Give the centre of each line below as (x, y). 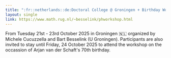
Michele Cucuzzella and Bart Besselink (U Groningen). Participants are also (84, 39)
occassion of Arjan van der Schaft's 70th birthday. (58, 50)
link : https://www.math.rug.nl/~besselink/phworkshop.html (69, 19)
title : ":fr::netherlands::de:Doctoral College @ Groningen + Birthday (83, 10)
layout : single (21, 15)
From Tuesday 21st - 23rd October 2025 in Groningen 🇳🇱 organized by (80, 34)
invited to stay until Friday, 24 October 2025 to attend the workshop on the (83, 45)
